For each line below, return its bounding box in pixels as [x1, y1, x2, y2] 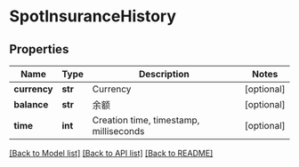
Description [138, 68, 190, 80]
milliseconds [92, 125, 145, 137]
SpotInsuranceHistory [9, 6, 176, 27]
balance [13, 99, 49, 110]
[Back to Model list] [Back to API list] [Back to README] [9, 148, 214, 158]
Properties [9, 42, 69, 57]
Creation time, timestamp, [92, 114, 200, 126]
